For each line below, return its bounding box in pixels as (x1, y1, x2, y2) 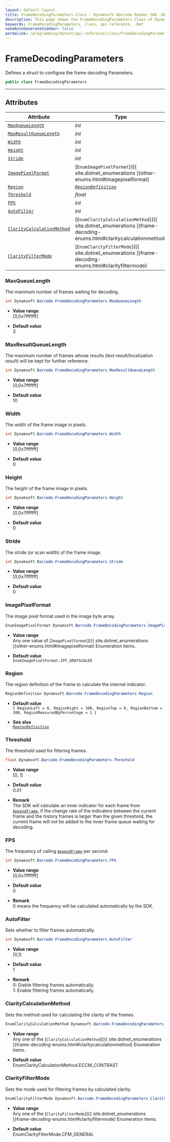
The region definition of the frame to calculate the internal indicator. (5, 681, 147, 687)
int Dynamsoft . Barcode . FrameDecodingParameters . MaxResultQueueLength (5, 368, 155, 373)
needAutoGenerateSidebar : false (5, 26, 73, 31)
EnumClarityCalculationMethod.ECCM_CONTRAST (12, 1062, 118, 1068)
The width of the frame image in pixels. (5, 422, 87, 428)
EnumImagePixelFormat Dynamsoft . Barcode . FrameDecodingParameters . (5, 622, 148, 628)
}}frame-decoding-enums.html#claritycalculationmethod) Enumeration (12, 1041, 160, 1048)
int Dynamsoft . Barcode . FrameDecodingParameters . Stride (5, 559, 123, 564)
